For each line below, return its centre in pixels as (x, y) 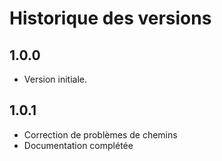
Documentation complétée (78, 145)
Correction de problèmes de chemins (100, 134)
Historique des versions (110, 18)
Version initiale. (55, 79)
